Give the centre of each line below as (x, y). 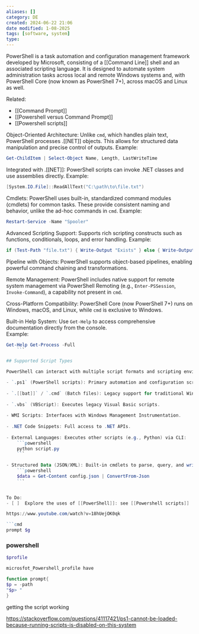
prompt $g (18, 530)
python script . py (38, 449)
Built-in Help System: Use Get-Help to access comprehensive (81, 321)
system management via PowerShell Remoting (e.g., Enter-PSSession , (91, 286)
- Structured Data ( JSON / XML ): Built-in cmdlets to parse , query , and (95, 465)
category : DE (22, 17)
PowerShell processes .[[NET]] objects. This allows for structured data (92, 141)
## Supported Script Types (39, 361)
